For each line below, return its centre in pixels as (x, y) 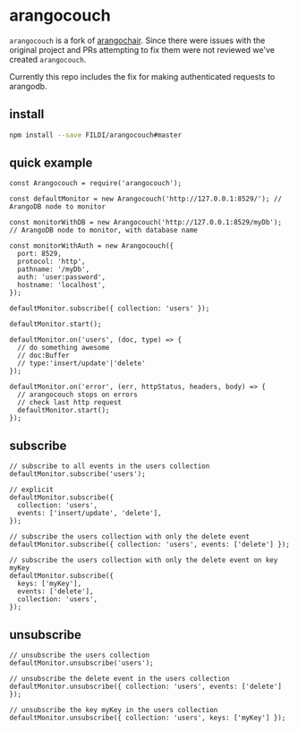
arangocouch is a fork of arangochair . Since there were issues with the (137, 40)
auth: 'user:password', (61, 277)
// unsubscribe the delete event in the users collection (119, 679)
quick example (51, 163)
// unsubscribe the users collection (80, 655)
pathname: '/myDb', (54, 269)
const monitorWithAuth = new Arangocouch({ (92, 246)
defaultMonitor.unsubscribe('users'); (81, 663)
